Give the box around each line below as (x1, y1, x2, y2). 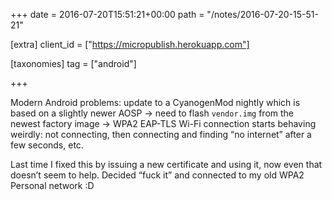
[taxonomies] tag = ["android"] (10, 58, 137, 69)
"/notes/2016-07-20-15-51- (206, 9, 319, 20)
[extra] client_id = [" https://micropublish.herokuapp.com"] (10, 39, 250, 50)
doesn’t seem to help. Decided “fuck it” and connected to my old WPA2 (10, 169, 305, 181)
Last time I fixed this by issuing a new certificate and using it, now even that (10, 159, 323, 170)
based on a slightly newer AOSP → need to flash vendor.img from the (10, 107, 295, 119)
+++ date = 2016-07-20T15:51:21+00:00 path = (10, 9, 205, 20)
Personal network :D (10, 180, 95, 191)
